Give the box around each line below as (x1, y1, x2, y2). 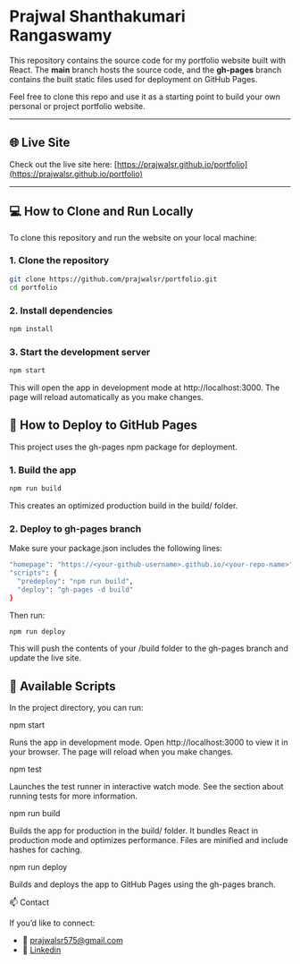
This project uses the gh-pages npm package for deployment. (9, 441, 238, 452)
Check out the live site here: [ (9, 158, 118, 169)
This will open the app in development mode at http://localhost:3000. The (9, 382, 280, 393)
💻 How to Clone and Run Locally (9, 204, 194, 219)
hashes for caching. (9, 844, 83, 856)
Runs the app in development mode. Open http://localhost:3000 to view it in (9, 737, 288, 748)
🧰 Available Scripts (9, 678, 116, 694)
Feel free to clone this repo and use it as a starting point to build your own (9, 91, 281, 102)
